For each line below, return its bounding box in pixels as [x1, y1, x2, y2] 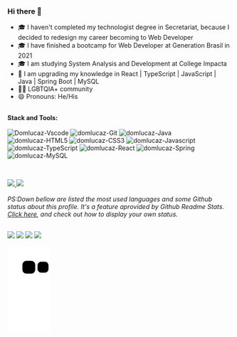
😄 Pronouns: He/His [17, 92, 78, 101]
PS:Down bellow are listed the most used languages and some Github [7, 195, 213, 203]
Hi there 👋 [7, 6, 43, 16]
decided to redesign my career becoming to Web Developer [17, 33, 194, 42]
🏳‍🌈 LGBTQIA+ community [17, 85, 93, 93]
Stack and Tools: [7, 114, 58, 122]
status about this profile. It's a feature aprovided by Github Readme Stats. [7, 203, 225, 211]
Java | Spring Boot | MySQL [17, 77, 100, 86]
